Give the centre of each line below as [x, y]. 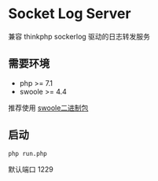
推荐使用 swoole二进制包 [48, 108]
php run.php [28, 153]
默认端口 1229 [31, 169]
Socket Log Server [70, 14]
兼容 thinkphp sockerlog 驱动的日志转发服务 [79, 36]
